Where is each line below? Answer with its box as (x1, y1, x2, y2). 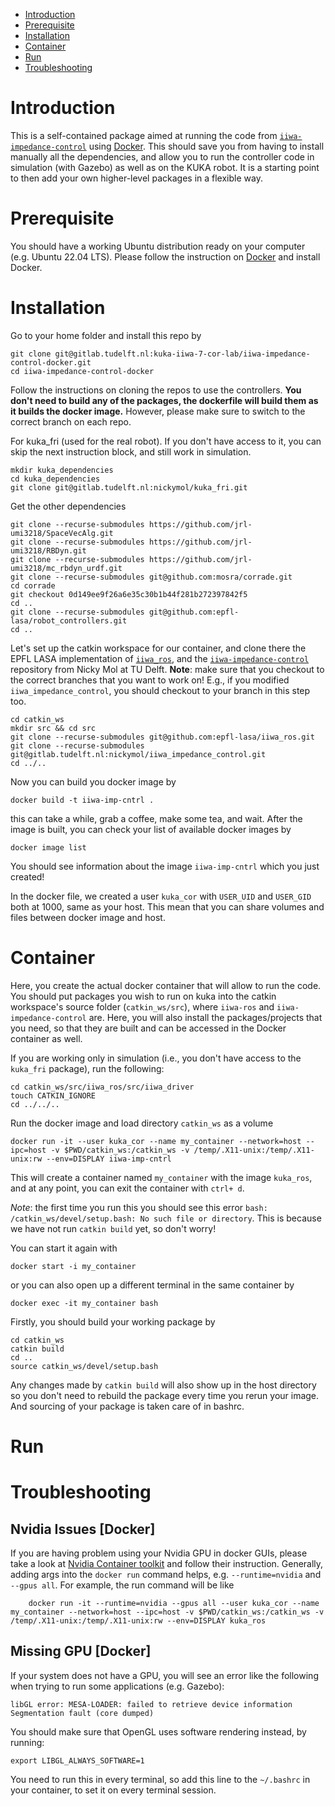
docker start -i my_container (10, 1261, 137, 1271)
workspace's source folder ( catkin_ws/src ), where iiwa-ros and (10, 1000, 275, 1013)
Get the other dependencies (10, 500, 127, 512)
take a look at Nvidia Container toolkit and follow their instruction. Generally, (10, 1557, 324, 1569)
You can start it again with (10, 1242, 118, 1254)
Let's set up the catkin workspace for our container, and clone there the (10, 642, 307, 654)
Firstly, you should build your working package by (10, 1315, 216, 1328)
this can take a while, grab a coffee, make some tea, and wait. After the (10, 812, 303, 824)
